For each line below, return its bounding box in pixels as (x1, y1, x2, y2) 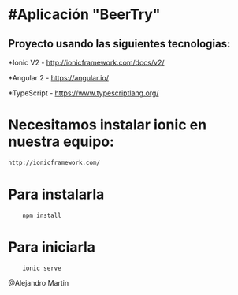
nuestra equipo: (8, 133, 114, 151)
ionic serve (22, 264, 61, 272)
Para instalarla (8, 185, 105, 203)
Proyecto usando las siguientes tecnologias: (8, 37, 231, 50)
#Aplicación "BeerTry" (8, 6, 161, 24)
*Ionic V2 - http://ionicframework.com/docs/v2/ (8, 58, 165, 67)
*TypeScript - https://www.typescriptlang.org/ (8, 88, 159, 98)
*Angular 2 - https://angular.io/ (8, 73, 109, 82)
